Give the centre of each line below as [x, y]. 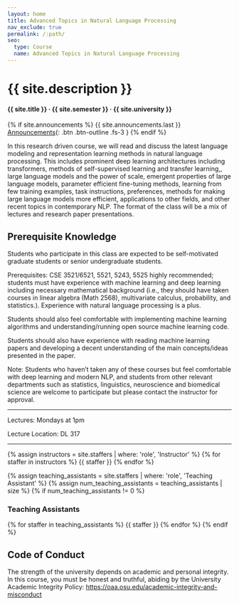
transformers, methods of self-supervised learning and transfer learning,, [115, 169]
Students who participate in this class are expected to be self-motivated [113, 254]
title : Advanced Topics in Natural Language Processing [92, 21]
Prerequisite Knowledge [62, 237]
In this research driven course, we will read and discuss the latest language [118, 146]
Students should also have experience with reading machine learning [108, 341]
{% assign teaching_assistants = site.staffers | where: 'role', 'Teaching [110, 476]
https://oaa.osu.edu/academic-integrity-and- [152, 587]
